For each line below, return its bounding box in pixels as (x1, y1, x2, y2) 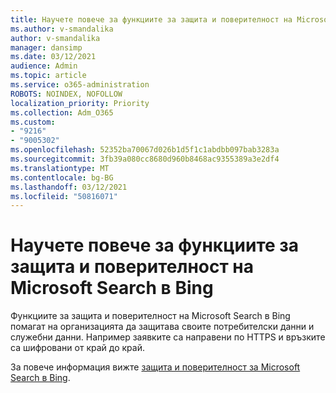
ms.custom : (10, 117, 56, 127)
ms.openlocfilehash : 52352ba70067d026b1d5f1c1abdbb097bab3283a (10, 145, 280, 155)
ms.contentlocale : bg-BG (10, 172, 114, 183)
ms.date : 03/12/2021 (10, 52, 97, 62)
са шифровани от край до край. (10, 342, 145, 354)
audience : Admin (10, 61, 78, 71)
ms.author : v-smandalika (10, 24, 114, 34)
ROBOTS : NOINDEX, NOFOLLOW (10, 89, 123, 99)
